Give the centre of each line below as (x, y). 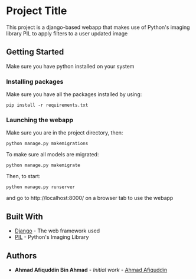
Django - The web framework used (57, 231)
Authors (22, 256)
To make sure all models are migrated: (53, 155)
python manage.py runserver (41, 187)
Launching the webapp (40, 120)
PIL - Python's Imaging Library (52, 237)
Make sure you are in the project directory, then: (65, 133)
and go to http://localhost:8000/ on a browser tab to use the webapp (90, 198)
